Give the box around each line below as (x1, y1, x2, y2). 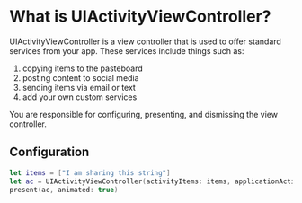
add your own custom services (22, 92, 138, 102)
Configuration (9, 145, 90, 160)
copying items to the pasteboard (22, 63, 144, 74)
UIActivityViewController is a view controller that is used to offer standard (9, 36, 281, 47)
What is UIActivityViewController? (9, 6, 271, 27)
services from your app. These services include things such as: (9, 45, 244, 56)
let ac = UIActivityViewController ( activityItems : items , (9, 177, 231, 186)
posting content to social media (22, 72, 139, 83)
